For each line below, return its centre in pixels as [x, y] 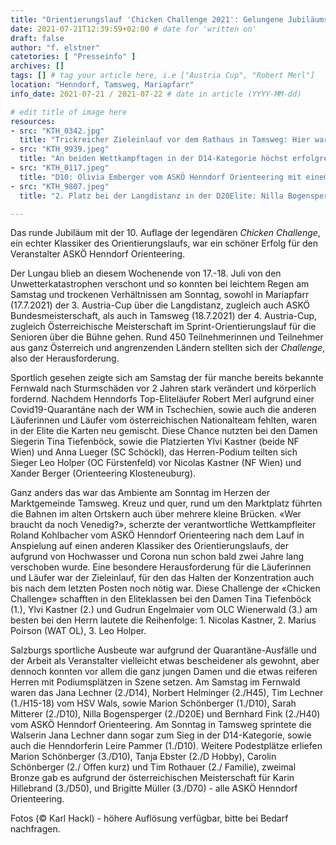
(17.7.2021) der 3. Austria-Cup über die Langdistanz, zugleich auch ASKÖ [160, 305]
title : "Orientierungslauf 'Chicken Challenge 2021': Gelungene [147, 19]
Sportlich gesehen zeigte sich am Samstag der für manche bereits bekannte [167, 378]
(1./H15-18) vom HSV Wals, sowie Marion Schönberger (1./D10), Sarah [153, 703]
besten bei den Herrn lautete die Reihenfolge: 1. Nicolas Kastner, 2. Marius [163, 620]
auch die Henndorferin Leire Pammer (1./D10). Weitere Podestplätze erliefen [166, 746]
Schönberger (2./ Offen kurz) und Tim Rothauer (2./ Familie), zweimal [153, 767]
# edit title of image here [69, 112]
